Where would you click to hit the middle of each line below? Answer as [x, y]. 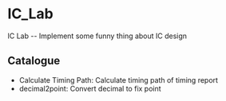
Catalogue [34, 61]
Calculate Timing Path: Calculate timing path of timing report [119, 80]
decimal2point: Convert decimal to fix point [90, 88]
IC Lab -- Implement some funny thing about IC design [97, 36]
